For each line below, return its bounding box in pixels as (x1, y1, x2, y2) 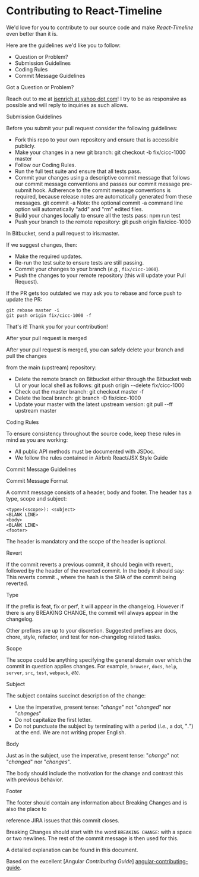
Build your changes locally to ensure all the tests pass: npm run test (14, 212, 181, 219)
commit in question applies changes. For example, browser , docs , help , (6, 662, 178, 669)
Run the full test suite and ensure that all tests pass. (14, 168, 141, 175)
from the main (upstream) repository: (6, 364, 97, 371)
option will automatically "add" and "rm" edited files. (14, 205, 144, 212)
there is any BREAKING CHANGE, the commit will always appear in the (6, 609, 178, 616)
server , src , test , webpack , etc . (6, 669, 81, 676)
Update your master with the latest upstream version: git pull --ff (14, 400, 173, 408)
